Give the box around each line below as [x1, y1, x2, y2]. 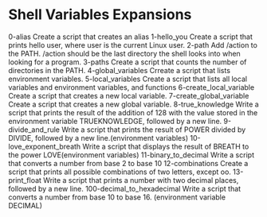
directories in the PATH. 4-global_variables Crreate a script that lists [8, 65, 231, 75]
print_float [8, 175, 42, 184]
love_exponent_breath [8, 141, 81, 151]
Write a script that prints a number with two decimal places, [43, 175, 239, 184]
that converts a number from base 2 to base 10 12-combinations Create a [8, 158, 249, 168]
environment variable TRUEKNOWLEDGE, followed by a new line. [8, 116, 222, 126]
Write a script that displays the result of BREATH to [82, 141, 249, 151]
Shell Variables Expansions [8, 6, 192, 24]
